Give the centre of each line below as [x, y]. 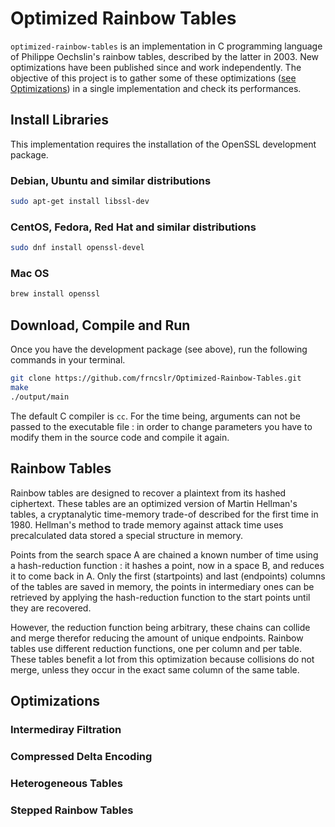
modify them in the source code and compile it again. [120, 437]
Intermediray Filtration [66, 729]
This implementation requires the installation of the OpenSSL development [163, 144]
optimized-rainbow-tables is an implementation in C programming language [166, 46]
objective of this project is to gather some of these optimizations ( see [153, 78]
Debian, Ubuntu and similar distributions [111, 180]
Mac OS [30, 274]
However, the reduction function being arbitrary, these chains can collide [160, 627]
